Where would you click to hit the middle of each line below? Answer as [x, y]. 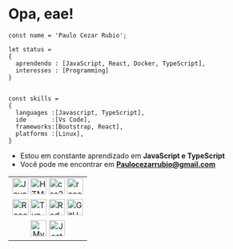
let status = [30, 49]
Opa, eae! [41, 14]
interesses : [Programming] [62, 70]
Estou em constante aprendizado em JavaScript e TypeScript [123, 155]
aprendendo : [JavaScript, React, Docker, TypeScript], [110, 63]
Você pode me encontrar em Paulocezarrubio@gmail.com [118, 164]
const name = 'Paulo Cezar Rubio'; [68, 35]
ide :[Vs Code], [53, 120]
